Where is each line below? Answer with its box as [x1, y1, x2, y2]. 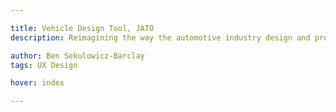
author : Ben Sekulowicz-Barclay [10, 51, 145, 61]
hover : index [10, 78, 65, 88]
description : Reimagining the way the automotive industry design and [10, 32, 311, 43]
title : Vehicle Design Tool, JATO [10, 23, 155, 33]
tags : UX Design [10, 60, 78, 70]
